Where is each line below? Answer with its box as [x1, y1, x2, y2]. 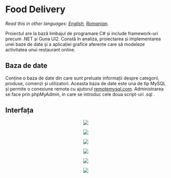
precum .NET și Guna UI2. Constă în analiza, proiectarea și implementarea [5, 36, 161, 42]
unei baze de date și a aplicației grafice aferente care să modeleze [5, 41, 145, 47]
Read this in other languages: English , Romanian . [5, 20, 109, 27]
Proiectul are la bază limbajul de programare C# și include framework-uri [5, 30, 158, 36]
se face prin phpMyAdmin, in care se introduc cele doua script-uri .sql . [5, 91, 155, 97]
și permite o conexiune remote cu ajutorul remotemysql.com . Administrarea [5, 86, 164, 92]
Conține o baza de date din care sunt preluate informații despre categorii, [5, 75, 160, 81]
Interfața [5, 106, 34, 115]
